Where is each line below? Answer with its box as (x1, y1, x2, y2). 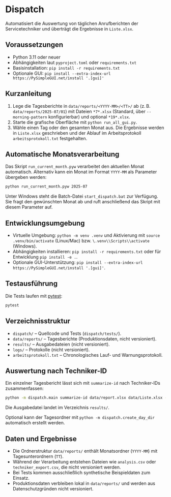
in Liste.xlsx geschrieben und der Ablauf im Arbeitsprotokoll (12, 130, 141, 136)
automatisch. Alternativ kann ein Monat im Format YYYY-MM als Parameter (5, 169, 157, 175)
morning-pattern (12, 114, 47, 120)
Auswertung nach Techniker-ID (5, 366, 107, 375)
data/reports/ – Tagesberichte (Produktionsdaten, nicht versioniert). (12, 335, 157, 341)
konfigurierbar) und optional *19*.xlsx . (48, 113, 131, 120)
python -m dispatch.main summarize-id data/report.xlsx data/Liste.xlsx (5, 395, 163, 400)
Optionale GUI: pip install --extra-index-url (12, 70, 111, 76)
